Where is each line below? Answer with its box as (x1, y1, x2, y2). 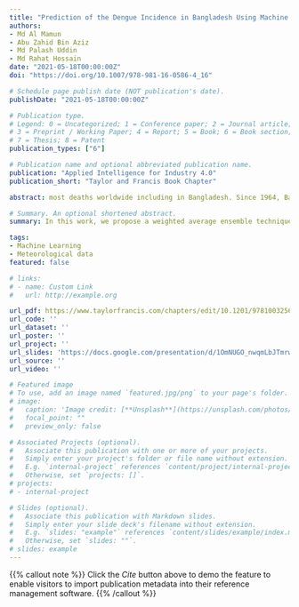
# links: (9, 274, 42, 283)
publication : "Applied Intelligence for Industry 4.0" (9, 168, 217, 178)
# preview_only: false (9, 421, 101, 431)
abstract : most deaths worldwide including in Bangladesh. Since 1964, (9, 193, 280, 202)
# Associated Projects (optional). (9, 437, 141, 447)
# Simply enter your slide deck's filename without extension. (9, 520, 256, 529)
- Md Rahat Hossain (9, 54, 82, 63)
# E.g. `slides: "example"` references (9, 528, 166, 538)
